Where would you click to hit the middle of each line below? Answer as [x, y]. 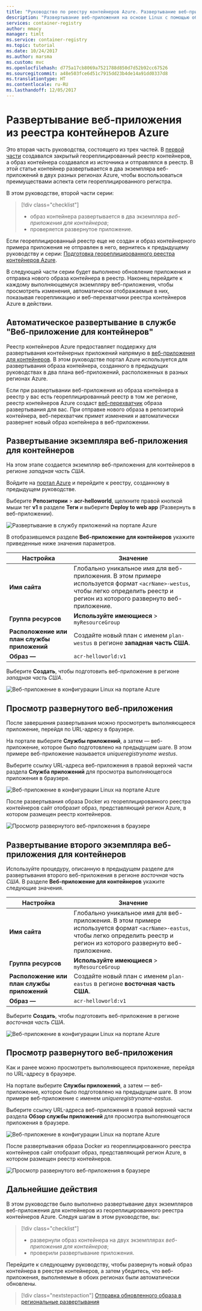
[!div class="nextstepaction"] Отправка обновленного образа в [101, 1295]
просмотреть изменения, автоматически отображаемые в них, [88, 291]
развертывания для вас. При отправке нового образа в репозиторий [95, 409]
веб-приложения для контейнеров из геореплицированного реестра [95, 1210]
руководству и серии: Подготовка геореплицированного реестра [91, 253]
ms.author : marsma [29, 57]
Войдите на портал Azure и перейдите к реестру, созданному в [88, 483]
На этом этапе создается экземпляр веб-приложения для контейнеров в [101, 465]
